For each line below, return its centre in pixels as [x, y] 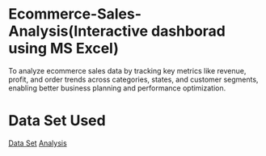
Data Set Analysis [38, 143]
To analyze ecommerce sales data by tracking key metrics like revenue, [127, 70]
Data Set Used [57, 121]
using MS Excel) [63, 48]
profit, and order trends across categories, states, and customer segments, [133, 79]
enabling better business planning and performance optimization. [117, 88]
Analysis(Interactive [78, 31]
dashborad [188, 31]
